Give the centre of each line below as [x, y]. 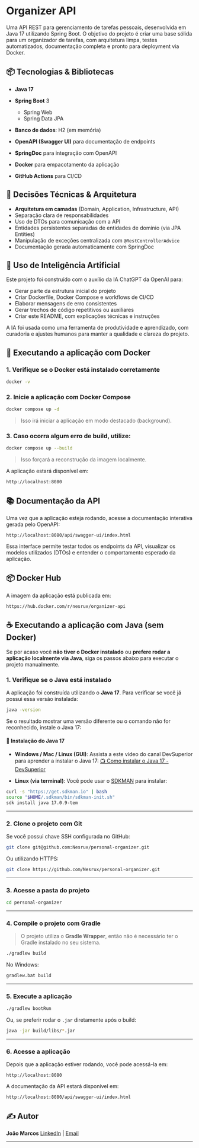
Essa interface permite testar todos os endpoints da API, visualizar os [91, 546]
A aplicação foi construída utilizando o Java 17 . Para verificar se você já [94, 693]
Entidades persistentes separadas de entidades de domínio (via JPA [98, 228]
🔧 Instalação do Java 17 [36, 741]
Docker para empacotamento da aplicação [67, 164]
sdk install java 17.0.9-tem [42, 803]
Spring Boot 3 [32, 101]
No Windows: [23, 965]
